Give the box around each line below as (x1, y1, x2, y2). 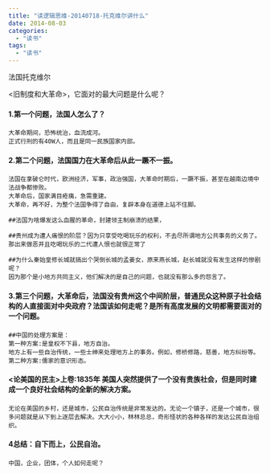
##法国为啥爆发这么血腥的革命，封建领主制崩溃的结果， (8, 216, 166, 225)
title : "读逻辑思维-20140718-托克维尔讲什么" (8, 11, 149, 20)
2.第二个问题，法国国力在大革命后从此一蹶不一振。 (8, 155, 178, 165)
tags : (8, 42, 27, 50)
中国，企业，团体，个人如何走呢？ (8, 460, 104, 468)
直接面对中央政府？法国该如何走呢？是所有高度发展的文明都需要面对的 (29, 301, 262, 310)
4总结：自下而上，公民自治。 (8, 439, 105, 449)
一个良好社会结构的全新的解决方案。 (14, 385, 135, 394)
